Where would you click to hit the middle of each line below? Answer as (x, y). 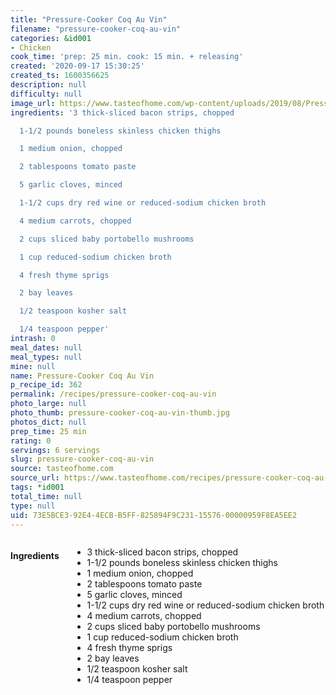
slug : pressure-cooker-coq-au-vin (82, 459)
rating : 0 (31, 441)
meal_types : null (46, 357)
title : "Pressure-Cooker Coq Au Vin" (89, 19)
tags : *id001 (37, 487)
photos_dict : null (48, 422)
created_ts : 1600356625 (60, 76)
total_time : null (46, 496)
